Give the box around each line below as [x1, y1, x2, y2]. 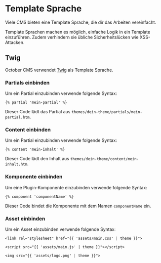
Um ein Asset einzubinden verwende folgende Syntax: [5, 226, 116, 232]
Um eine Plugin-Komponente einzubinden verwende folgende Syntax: [5, 184, 147, 190]
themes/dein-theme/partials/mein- [71, 110, 143, 115]
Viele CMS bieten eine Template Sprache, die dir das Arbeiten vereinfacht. [5, 19, 157, 25]
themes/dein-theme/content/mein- [70, 157, 139, 162]
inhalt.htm [5, 162, 28, 167]
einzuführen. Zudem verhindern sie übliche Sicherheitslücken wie [5, 34, 139, 40]
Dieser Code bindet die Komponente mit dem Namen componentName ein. [5, 203, 152, 209]
